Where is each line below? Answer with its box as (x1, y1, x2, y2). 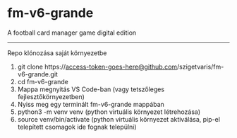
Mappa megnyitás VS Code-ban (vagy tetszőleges (17, 85, 164, 93)
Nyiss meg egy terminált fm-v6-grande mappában (17, 100, 164, 108)
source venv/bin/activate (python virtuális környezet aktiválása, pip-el (17, 115, 221, 123)
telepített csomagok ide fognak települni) (17, 122, 137, 131)
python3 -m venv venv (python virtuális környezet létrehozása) (17, 108, 201, 116)
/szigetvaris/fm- (176, 62, 224, 71)
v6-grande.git (17, 69, 59, 79)
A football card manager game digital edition (7, 28, 137, 37)
